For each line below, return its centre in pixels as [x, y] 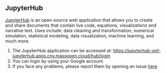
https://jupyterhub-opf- [137, 50]
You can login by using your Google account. [58, 61]
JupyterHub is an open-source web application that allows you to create [79, 20]
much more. [17, 41]
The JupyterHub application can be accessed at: [62, 50]
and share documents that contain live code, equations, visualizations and [81, 25]
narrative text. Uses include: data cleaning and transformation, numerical [80, 30]
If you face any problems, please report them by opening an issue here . [85, 66]
